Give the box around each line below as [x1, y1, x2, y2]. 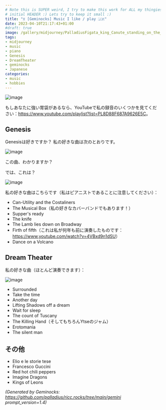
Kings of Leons [12, 379, 43, 385]
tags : [5, 35, 16, 40]
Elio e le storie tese [12, 359, 51, 365]
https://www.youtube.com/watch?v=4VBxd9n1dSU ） [12, 233, 120, 240]
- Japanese [5, 67, 28, 72]
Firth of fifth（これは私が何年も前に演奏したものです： [12, 227, 124, 233]
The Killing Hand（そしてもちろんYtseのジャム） [12, 319, 111, 325]
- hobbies [5, 81, 26, 85]
